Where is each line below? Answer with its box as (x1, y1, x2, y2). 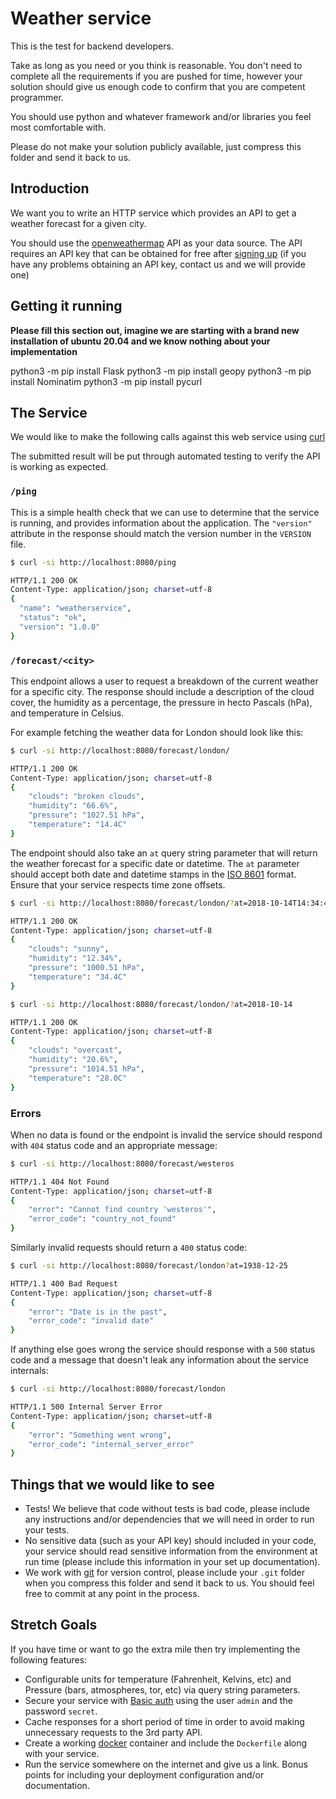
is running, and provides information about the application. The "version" (10, 517, 313, 529)
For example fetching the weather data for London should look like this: (10, 726, 304, 738)
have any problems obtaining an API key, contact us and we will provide (10, 258, 306, 270)
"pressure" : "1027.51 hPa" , (28, 810, 145, 821)
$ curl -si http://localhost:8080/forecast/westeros (10, 1158, 235, 1169)
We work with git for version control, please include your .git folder (24, 1567, 305, 1579)
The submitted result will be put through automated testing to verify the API (10, 450, 321, 462)
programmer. (10, 91, 64, 103)
